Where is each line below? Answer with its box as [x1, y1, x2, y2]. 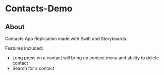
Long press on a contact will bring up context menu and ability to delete [12, 55, 159, 61]
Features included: [5, 45, 43, 51]
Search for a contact [12, 65, 55, 71]
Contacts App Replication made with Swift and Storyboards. [5, 36, 128, 41]
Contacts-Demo [5, 3, 73, 14]
